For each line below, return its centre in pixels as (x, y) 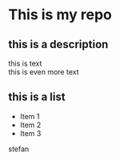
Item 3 (30, 133)
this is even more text (44, 72)
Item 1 (30, 116)
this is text (25, 63)
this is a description (58, 44)
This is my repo (60, 15)
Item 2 (30, 125)
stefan (19, 149)
